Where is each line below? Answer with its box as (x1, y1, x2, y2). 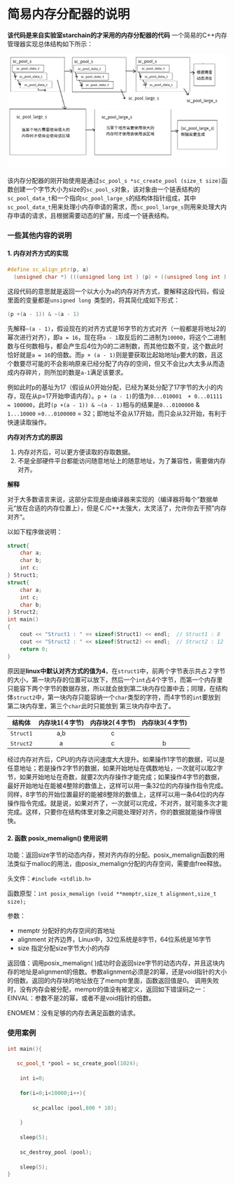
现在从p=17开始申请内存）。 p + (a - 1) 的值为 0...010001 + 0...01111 (19, 392, 222, 400)
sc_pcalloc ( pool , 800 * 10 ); (32, 1104, 117, 1111)
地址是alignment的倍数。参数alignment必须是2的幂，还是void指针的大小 (19, 968, 227, 976)
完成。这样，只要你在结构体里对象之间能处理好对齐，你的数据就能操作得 (7, 808, 215, 816)
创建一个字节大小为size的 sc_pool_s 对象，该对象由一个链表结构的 (13, 185, 201, 193)
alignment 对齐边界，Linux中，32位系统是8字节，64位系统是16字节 (17, 935, 211, 944)
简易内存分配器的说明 (7, 6, 131, 22)
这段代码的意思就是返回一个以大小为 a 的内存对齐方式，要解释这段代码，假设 (7, 287, 225, 295)
